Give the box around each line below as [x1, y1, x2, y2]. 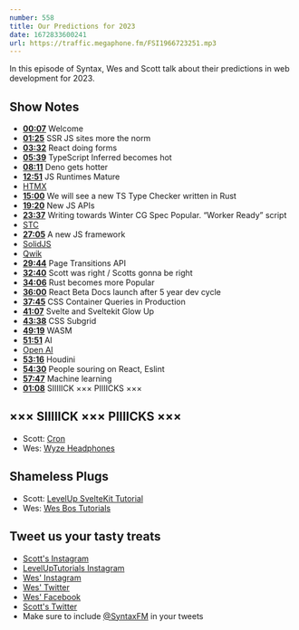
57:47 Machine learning [22, 373, 112, 385]
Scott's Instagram [22, 553, 89, 564]
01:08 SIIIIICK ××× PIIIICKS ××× [22, 383, 142, 394]
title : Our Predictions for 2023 [9, 22, 136, 31]
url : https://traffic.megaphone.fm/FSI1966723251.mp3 [9, 38, 217, 48]
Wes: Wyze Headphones [22, 443, 115, 453]
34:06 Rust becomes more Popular [22, 277, 155, 288]
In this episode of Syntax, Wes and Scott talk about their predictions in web [9, 63, 290, 74]
